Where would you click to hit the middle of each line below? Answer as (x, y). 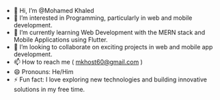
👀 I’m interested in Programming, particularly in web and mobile (103, 18)
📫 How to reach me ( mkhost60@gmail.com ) (78, 62)
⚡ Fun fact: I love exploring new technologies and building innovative (110, 79)
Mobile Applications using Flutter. (60, 40)
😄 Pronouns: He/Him (43, 72)
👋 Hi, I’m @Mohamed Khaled (54, 11)
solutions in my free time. (49, 89)
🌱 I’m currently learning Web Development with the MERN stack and (109, 32)
